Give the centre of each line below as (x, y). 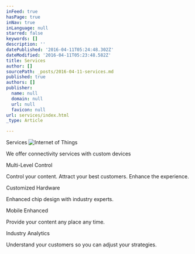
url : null (23, 104)
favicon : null (28, 110)
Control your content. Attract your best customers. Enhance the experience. (97, 177)
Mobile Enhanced (27, 211)
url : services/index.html (37, 115)
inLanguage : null (27, 28)
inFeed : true (22, 11)
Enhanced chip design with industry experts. (60, 199)
